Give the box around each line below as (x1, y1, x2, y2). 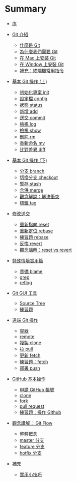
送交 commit (19, 114, 46, 120)
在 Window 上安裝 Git (19, 61, 64, 67)
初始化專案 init (19, 89, 50, 95)
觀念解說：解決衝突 (19, 193, 60, 199)
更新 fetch (19, 352, 41, 358)
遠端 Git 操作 (12, 317, 39, 323)
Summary (5, 3, 46, 15)
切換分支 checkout (19, 174, 58, 180)
